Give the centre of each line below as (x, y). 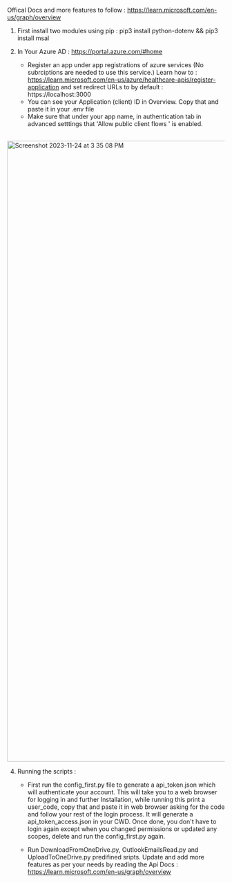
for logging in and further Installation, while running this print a (116, 800)
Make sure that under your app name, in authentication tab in (114, 116)
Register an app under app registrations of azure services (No (115, 65)
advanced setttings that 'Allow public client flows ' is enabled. (115, 124)
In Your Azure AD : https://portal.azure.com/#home (90, 52)
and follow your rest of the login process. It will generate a (110, 814)
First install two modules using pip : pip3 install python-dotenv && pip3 (118, 31)
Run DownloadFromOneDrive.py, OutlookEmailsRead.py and (113, 850)
